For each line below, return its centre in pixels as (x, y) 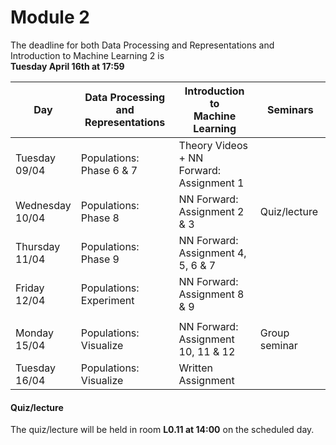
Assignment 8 (211, 294)
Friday (30, 288)
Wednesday (43, 205)
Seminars (290, 109)
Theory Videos (213, 145)
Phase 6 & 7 (109, 170)
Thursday (38, 246)
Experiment (107, 300)
